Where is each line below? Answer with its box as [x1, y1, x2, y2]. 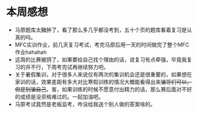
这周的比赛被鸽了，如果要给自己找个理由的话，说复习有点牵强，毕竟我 [14, 56, 187, 63]
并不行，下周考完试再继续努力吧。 [25, 63, 109, 70]
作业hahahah [14, 48, 47, 55]
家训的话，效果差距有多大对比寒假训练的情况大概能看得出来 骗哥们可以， [14, 78, 192, 85]
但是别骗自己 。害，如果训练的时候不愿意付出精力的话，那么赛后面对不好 [14, 86, 192, 93]
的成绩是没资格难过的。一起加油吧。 [14, 93, 104, 100]
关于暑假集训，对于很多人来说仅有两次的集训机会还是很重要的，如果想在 [14, 71, 192, 78]
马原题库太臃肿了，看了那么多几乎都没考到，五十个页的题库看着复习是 [14, 26, 187, 33]
